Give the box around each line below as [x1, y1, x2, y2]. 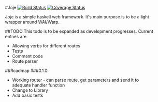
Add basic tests [12, 92, 43, 98]
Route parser [12, 58, 38, 64]
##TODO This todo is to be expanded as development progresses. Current [5, 29, 154, 34]
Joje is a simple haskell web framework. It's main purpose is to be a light [5, 14, 150, 19]
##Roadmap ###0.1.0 [5, 68, 48, 73]
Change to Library [12, 87, 48, 93]
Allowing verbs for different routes [12, 43, 81, 48]
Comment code [12, 53, 43, 59]
